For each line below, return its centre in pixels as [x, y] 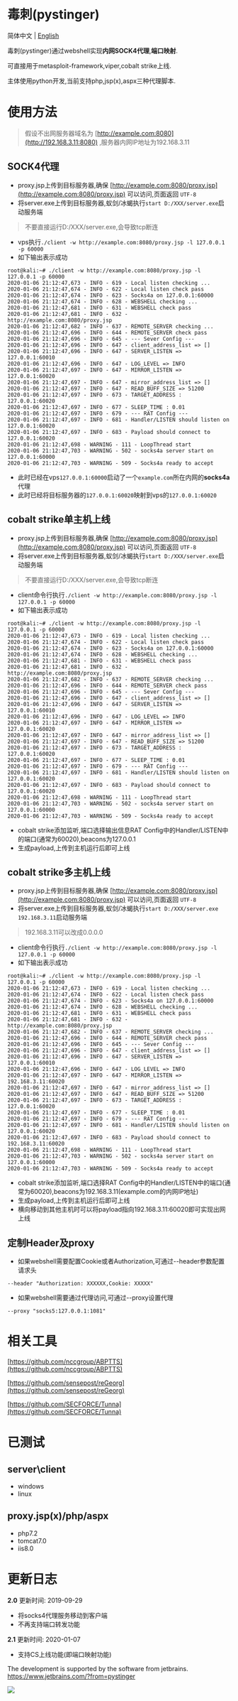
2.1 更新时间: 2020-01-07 [44, 1639]
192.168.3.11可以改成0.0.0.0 [64, 933]
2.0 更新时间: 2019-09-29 [45, 1600]
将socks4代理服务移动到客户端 [62, 1615]
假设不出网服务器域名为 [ [61, 133]
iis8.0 [25, 1548]
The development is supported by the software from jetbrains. [98, 1668]
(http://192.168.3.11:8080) [61, 142]
